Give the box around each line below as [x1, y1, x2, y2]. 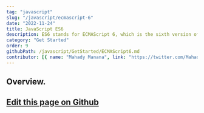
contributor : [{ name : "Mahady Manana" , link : [6, 54, 126, 60]
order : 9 [6, 43, 29, 49]
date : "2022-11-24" [6, 20, 56, 26]
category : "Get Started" [6, 37, 69, 43]
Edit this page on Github [6, 97, 99, 108]
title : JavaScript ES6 [6, 26, 64, 32]
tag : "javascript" [6, 9, 53, 15]
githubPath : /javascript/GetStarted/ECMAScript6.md [6, 49, 140, 55]
